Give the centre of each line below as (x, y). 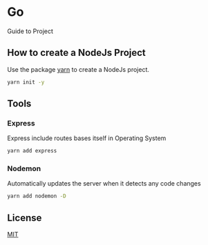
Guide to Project (30, 31)
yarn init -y (26, 82)
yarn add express (32, 151)
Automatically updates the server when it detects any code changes (104, 184)
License (25, 218)
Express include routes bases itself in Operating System (87, 138)
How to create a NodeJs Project (77, 53)
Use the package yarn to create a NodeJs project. (78, 69)
